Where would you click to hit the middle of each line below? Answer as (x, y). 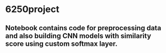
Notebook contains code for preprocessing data (83, 28)
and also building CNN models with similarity (78, 36)
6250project (32, 9)
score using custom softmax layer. (61, 44)
